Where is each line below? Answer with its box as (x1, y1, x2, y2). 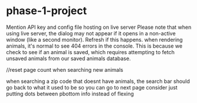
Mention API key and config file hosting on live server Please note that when (6, 24, 192, 31)
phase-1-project (6, 4, 87, 18)
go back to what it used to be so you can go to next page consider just (6, 84, 178, 91)
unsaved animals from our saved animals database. (6, 55, 131, 62)
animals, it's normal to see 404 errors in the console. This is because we (6, 42, 183, 49)
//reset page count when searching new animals (6, 66, 124, 73)
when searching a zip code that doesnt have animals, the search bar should (6, 78, 191, 85)
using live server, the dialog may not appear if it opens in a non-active (6, 29, 176, 36)
